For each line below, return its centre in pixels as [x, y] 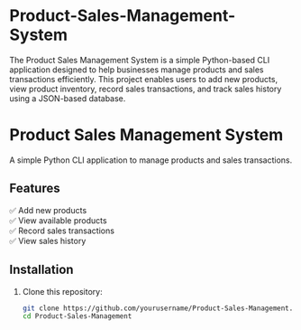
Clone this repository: [62, 291]
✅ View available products [58, 220]
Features [35, 189]
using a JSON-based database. [68, 98]
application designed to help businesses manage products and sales [137, 70]
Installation [41, 270]
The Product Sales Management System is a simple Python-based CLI [140, 60]
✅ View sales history [48, 240]
